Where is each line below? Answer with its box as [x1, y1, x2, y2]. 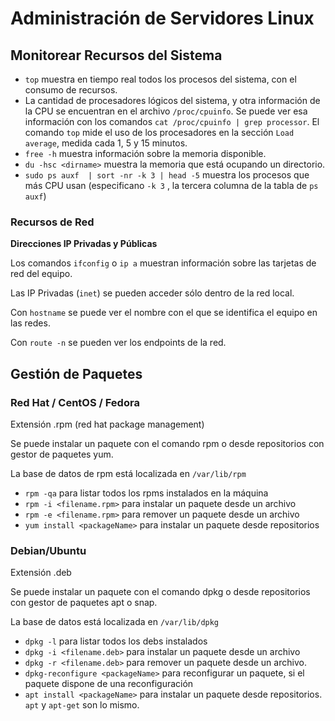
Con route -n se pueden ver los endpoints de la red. [10, 337, 227, 349]
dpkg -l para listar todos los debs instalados [24, 635, 208, 647]
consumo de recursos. [24, 84, 118, 96]
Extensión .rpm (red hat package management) [10, 418, 205, 430]
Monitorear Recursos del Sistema [10, 47, 223, 64]
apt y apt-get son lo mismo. [24, 699, 140, 711]
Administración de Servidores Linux [10, 7, 315, 30]
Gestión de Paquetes [10, 365, 143, 382]
